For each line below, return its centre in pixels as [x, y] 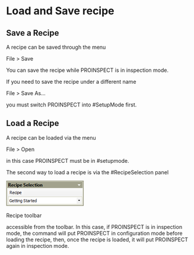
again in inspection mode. [38, 245]
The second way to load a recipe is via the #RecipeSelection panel [88, 172]
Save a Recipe [33, 33]
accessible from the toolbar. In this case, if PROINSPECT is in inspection [94, 226]
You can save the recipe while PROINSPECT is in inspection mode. [88, 70]
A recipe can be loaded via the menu [51, 137]
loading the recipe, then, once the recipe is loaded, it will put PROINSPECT [97, 240]
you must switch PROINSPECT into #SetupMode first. [71, 105]
